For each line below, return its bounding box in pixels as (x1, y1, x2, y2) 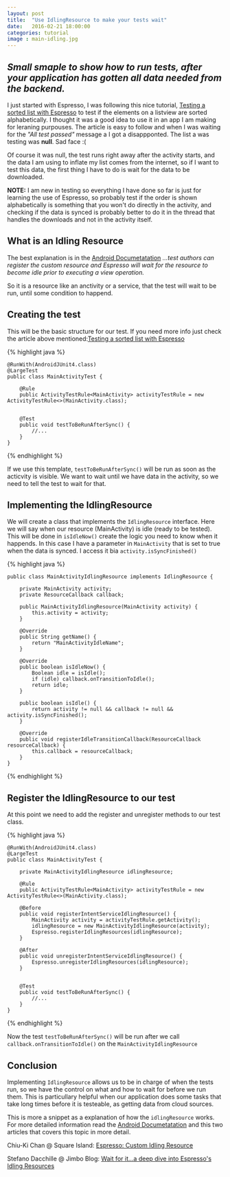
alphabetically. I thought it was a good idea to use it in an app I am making (7, 115, 216, 124)
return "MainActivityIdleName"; (32, 639, 125, 647)
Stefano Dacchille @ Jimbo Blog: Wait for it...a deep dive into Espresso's (7, 1154, 211, 1163)
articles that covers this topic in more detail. (7, 1128, 131, 1136)
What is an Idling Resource (7, 235, 124, 247)
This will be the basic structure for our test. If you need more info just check (7, 327, 222, 335)
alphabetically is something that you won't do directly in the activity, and (7, 200, 211, 209)
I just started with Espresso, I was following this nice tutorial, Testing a (7, 100, 206, 109)
